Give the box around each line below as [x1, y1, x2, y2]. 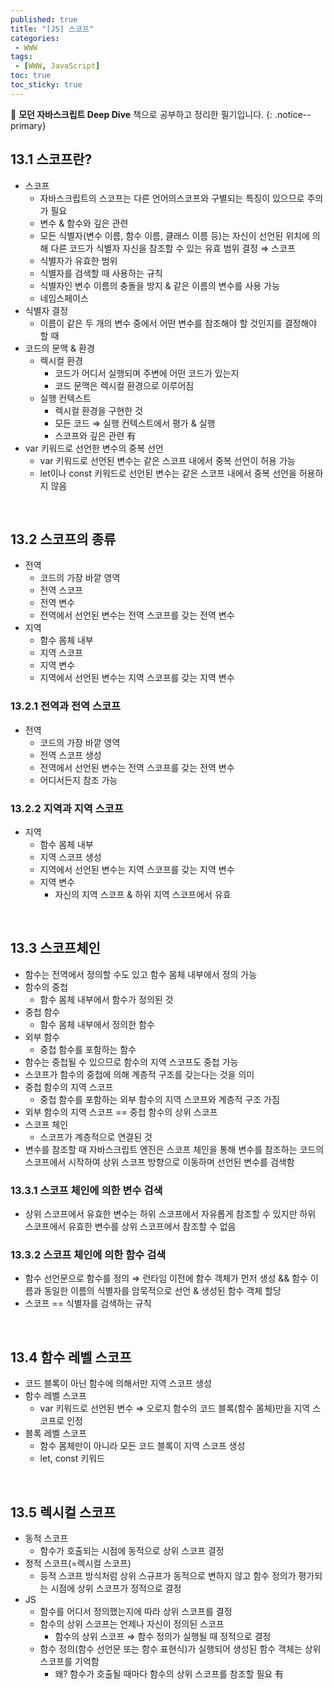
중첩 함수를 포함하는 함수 [39, 1043, 137, 1055]
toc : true [10, 71, 52, 81]
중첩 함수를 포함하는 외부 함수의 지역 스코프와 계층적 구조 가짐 [39, 1093, 280, 1105]
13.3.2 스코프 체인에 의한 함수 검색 [10, 1248, 167, 1261]
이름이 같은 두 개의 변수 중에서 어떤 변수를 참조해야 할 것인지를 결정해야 [39, 317, 318, 329]
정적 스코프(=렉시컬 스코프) [24, 1557, 132, 1569]
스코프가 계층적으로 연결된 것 [39, 1131, 153, 1143]
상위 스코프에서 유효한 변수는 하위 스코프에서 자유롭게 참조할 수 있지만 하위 [24, 1208, 317, 1220]
